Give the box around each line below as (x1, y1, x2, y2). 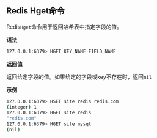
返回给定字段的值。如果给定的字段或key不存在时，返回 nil (6, 73, 152, 81)
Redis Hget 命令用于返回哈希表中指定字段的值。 (6, 23, 122, 31)
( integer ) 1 (6, 104, 37, 110)
